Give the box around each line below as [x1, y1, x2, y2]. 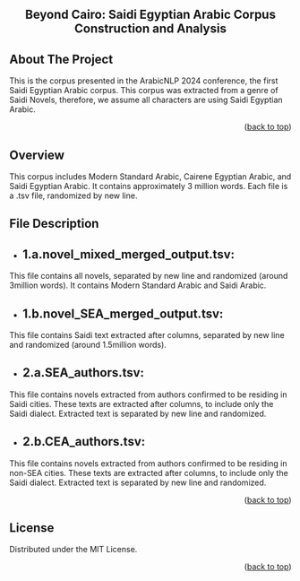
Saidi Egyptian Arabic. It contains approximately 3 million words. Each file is [9, 181, 288, 192]
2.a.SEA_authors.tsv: [21, 365, 145, 380]
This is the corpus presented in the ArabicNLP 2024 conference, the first [9, 75, 279, 86]
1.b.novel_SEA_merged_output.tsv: [21, 306, 224, 321]
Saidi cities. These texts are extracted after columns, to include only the [9, 398, 274, 409]
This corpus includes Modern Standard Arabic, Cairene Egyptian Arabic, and [9, 171, 292, 182]
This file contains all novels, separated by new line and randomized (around [9, 271, 288, 282]
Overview [9, 147, 65, 162]
